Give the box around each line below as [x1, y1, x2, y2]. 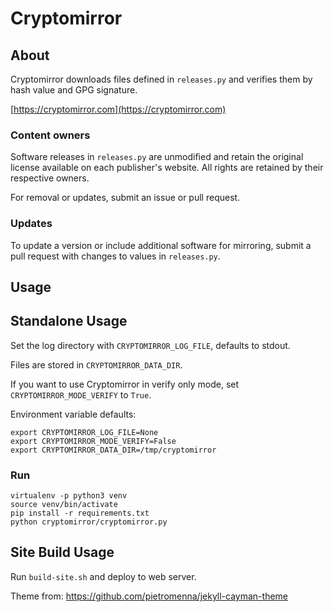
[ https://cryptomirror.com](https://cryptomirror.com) [10, 103, 227, 115]
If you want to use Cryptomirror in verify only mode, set [10, 378, 240, 390]
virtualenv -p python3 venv [10, 491, 128, 501]
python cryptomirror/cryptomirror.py [10, 517, 168, 527]
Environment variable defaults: [10, 408, 137, 420]
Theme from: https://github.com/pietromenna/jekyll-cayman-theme [10, 590, 288, 602]
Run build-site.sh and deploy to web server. [10, 570, 197, 582]
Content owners [10, 128, 91, 142]
